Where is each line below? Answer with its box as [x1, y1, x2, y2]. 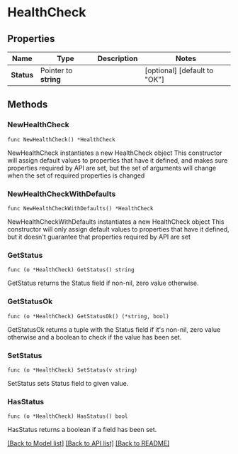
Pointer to [40, 65, 73, 75]
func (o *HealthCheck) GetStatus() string [7, 266, 135, 274]
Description [97, 54, 138, 63]
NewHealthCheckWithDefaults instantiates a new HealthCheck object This [7, 217, 225, 226]
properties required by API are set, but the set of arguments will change [7, 163, 217, 172]
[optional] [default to [144, 65, 214, 75]
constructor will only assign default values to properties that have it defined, [7, 225, 229, 233]
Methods [7, 99, 48, 111]
